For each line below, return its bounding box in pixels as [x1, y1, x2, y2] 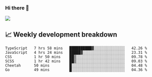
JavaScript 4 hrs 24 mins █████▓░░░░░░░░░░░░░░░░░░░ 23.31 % [5, 50, 148, 55]
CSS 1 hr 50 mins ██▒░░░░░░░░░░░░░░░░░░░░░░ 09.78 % [5, 54, 148, 60]
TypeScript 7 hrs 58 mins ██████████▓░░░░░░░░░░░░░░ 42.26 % [5, 46, 148, 51]
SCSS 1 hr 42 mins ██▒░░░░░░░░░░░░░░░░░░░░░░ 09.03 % [5, 59, 148, 64]
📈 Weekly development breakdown [5, 30, 117, 38]
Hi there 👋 [5, 4, 30, 11]
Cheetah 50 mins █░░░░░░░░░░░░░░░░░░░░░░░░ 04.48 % [5, 63, 148, 68]
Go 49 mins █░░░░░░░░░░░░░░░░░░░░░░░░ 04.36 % [5, 68, 148, 73]
